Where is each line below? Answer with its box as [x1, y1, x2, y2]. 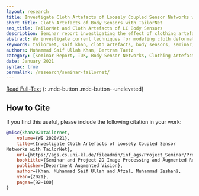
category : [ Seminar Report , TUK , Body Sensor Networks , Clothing [6, 53, 171, 59]
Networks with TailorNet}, [6, 146, 73, 152]
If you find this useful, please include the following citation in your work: [6, 118, 182, 126]
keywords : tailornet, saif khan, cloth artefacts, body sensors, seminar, [6, 42, 195, 48]
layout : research [6, 8, 49, 15]
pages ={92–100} [17, 179, 54, 185]
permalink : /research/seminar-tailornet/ [6, 69, 110, 75]
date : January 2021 [6, 58, 54, 64]
